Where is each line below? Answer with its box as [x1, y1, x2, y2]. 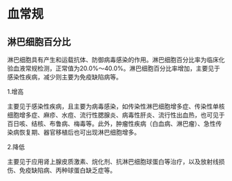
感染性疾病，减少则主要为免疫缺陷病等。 [7, 73, 122, 81]
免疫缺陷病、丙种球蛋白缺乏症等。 [19, 166, 116, 174]
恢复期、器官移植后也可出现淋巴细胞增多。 [19, 128, 140, 136]
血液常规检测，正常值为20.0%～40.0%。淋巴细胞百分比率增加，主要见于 [12, 64, 221, 73]
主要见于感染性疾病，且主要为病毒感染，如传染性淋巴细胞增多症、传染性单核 [7, 102, 225, 111]
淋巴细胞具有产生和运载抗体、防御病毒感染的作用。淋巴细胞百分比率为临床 [7, 56, 219, 64]
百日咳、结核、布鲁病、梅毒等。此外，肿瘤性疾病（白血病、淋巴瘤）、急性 [7, 120, 216, 128]
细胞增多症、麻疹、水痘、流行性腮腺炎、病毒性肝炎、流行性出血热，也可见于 [7, 111, 225, 119]
